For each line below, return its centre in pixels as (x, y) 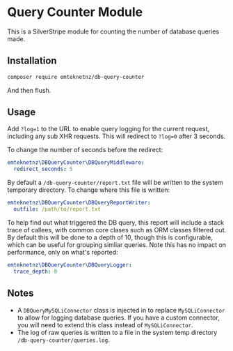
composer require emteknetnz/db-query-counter (76, 77)
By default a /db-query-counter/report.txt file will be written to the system (115, 183)
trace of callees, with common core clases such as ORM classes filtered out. (117, 230)
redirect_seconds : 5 (43, 169)
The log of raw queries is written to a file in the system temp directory (117, 332)
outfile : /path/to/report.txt (57, 209)
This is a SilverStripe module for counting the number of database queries (113, 31)
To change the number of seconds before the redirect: (85, 150)
